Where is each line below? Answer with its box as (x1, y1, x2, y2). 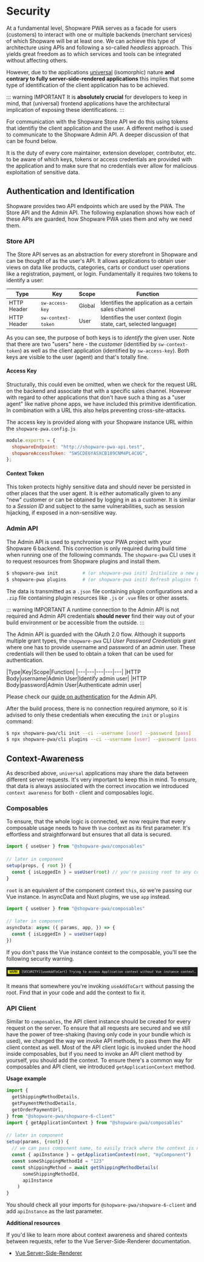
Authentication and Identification (6, 186, 135, 197)
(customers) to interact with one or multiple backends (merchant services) (6, 30, 192, 38)
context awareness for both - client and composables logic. (6, 789, 154, 797)
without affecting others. (6, 57, 68, 64)
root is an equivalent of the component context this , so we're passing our (6, 887, 192, 894)
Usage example (6, 1075, 47, 1082)
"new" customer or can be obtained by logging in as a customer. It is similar (6, 496, 196, 503)
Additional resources (6, 1219, 61, 1227)
